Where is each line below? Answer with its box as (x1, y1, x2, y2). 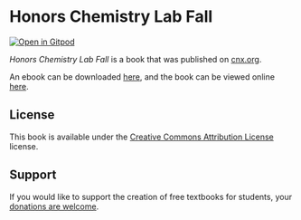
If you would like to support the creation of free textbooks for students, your (9, 191, 292, 202)
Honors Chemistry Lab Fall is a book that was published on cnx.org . (9, 53, 262, 64)
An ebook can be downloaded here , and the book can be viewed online (9, 71, 276, 82)
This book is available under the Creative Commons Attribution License (9, 131, 274, 142)
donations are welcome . (9, 201, 99, 212)
